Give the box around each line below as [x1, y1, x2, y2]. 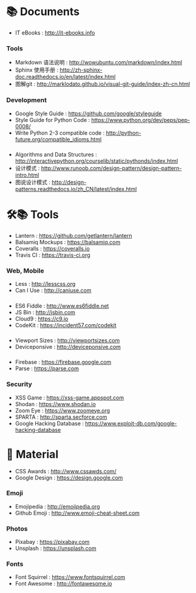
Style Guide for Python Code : [15, 116, 90, 123]
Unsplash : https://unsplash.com [15, 544, 96, 552]
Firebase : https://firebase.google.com [15, 359, 112, 366]
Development [6, 96, 47, 104]
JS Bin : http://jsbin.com [15, 308, 76, 316]
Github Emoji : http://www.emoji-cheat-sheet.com [15, 509, 140, 517]
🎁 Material [6, 447, 59, 461]
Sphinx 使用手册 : [15, 66, 59, 73]
